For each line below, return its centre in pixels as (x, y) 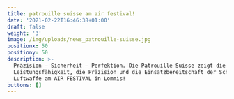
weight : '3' (24, 33)
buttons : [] (24, 85)
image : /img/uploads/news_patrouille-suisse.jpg (79, 40)
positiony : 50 (28, 53)
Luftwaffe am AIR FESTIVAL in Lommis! (70, 78)
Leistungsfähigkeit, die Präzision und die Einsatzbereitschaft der (115, 72)
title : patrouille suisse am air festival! (71, 14)
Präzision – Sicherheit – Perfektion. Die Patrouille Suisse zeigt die (120, 66)
